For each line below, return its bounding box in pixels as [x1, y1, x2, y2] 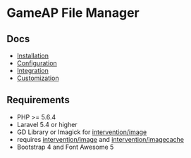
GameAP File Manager [6, 5, 140, 21]
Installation [16, 51, 49, 60]
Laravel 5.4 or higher [16, 120, 78, 129]
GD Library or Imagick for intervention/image [16, 128, 147, 136]
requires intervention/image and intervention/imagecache [16, 135, 185, 143]
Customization [16, 74, 59, 82]
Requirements [6, 94, 70, 106]
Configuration [16, 59, 57, 67]
